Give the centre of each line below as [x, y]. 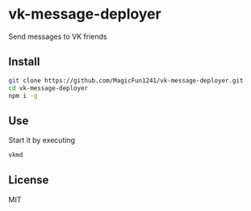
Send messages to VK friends [58, 36]
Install [24, 62]
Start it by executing [42, 140]
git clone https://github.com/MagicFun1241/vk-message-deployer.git [126, 80]
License [29, 180]
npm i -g [23, 95]
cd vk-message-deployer [48, 88]
